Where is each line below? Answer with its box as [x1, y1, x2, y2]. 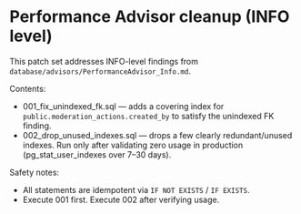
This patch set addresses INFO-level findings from [9, 56, 198, 66]
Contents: [9, 83, 46, 94]
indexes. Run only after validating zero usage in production [22, 139, 244, 150]
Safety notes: [9, 167, 60, 178]
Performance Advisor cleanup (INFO [9, 6, 290, 27]
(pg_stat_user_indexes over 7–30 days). [22, 148, 172, 160]
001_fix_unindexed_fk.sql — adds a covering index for [22, 100, 225, 111]
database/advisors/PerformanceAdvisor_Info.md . [9, 66, 192, 76]
